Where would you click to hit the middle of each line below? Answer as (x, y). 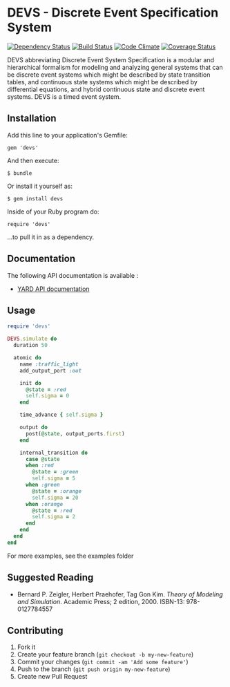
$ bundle (20, 173)
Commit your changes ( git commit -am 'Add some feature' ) (103, 662)
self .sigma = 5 (54, 478)
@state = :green (55, 472)
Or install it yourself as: (40, 186)
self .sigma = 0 (47, 396)
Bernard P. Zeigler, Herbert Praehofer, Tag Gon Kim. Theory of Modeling (120, 594)
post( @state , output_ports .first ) (75, 433)
